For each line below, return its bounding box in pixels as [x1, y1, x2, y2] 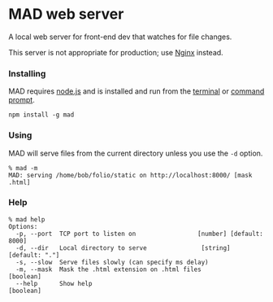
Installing [8, 68, 46, 79]
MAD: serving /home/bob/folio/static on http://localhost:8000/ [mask [8, 171, 253, 179]
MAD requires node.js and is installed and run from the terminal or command [8, 86, 265, 96]
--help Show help [15, 279, 93, 287]
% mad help [8, 215, 45, 224]
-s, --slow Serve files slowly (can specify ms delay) [15, 258, 209, 266]
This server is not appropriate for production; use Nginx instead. [8, 47, 223, 57]
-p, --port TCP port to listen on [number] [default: [15, 230, 264, 238]
